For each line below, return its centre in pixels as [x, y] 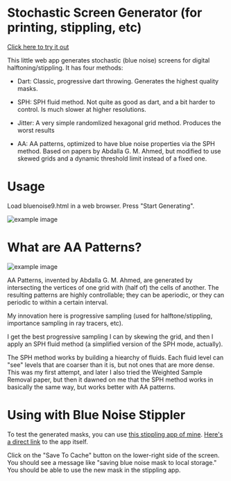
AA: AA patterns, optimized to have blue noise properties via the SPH [116, 143]
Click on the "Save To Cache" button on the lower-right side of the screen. [113, 455]
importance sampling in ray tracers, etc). [65, 323]
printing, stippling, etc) [75, 27]
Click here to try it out [38, 47]
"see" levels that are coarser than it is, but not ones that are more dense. [111, 365]
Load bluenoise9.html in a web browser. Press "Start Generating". [101, 206]
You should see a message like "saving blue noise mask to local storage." [112, 462]
